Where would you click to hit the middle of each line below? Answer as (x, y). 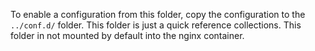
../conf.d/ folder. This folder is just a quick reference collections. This (156, 25)
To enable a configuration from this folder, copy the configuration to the (158, 14)
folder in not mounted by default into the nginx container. (127, 35)
